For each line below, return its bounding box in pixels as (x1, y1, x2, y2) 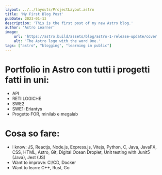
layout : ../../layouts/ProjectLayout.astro (5, 7, 95, 12)
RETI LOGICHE (12, 95, 42, 101)
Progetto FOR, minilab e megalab (12, 111, 79, 117)
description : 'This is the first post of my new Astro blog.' (5, 20, 133, 26)
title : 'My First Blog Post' (5, 12, 64, 16)
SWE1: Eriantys (12, 106, 43, 111)
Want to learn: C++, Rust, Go (12, 164, 70, 170)
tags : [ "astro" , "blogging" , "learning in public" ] (5, 43, 112, 48)
